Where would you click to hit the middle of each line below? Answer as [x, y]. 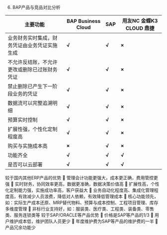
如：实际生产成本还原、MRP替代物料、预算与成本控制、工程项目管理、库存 [82, 202]
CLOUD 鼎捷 [140, 28]
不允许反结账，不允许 [33, 62]
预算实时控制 [23, 120]
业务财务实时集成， [30, 38]
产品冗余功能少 [20, 227]
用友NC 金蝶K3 [140, 21]
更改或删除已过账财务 [33, 70]
